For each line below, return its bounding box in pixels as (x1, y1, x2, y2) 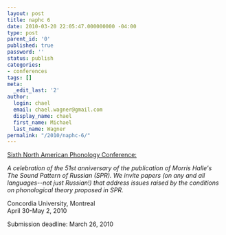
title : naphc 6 (7, 17, 51, 23)
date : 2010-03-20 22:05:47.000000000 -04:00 (7, 23, 137, 30)
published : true (7, 42, 54, 49)
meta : (7, 81, 23, 88)
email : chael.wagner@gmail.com (13, 106, 103, 113)
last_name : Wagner (13, 125, 67, 132)
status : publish (7, 55, 54, 62)
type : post (7, 29, 38, 37)
